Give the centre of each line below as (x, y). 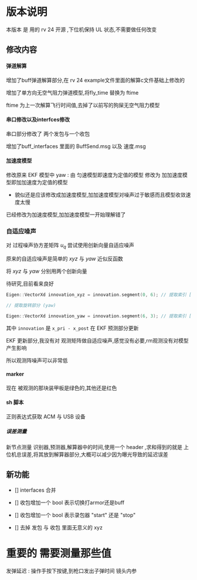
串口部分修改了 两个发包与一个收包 (48, 133)
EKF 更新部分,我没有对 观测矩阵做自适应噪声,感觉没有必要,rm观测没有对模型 (97, 340)
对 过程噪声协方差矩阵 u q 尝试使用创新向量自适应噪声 (70, 246)
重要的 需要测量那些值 (59, 554)
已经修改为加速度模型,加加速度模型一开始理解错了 (66, 214)
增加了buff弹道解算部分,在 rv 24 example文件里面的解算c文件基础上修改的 (95, 80)
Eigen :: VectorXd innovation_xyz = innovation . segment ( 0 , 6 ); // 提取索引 (96, 295)
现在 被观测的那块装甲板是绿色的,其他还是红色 (62, 388)
